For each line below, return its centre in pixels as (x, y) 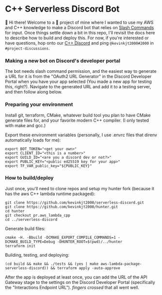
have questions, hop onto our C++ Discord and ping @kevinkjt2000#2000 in (79, 43)
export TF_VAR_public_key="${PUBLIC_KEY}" (49, 166)
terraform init (20, 246)
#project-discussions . (27, 48)
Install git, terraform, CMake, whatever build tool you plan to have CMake (78, 115)
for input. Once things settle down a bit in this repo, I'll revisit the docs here (80, 33)
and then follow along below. (34, 92)
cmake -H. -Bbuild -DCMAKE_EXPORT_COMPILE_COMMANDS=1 (61, 237)
